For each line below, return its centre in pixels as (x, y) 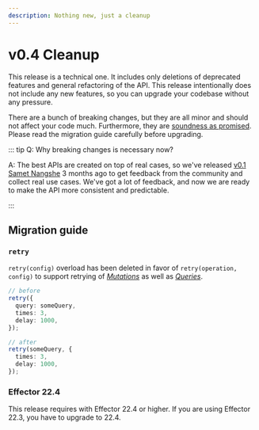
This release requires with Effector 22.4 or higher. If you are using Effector (129, 409)
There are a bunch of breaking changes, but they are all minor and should (128, 117)
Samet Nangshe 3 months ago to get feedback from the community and (126, 173)
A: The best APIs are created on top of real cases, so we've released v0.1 (128, 165)
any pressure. (30, 102)
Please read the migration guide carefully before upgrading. (106, 134)
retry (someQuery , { (40, 349)
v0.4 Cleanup (54, 54)
